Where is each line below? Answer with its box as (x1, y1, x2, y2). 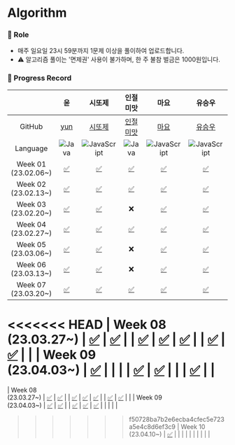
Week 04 (16, 219, 47, 229)
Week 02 (16, 179, 47, 189)
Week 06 (16, 260, 47, 269)
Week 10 (180, 422, 206, 431)
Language (15, 143, 48, 153)
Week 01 (16, 159, 47, 169)
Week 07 (16, 280, 47, 290)
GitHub (20, 121, 43, 131)
